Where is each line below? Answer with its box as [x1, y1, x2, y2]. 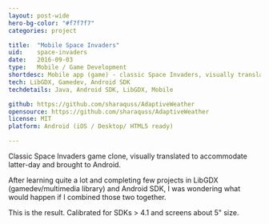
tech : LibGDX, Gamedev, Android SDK [8, 78, 130, 86]
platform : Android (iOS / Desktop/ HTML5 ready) [8, 122, 174, 130]
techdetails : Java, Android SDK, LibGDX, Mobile [8, 86, 174, 94]
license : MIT [8, 115, 52, 123]
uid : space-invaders [8, 49, 88, 57]
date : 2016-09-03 [8, 56, 74, 64]
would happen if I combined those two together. [8, 193, 167, 202]
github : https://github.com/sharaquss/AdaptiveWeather [8, 100, 195, 108]
